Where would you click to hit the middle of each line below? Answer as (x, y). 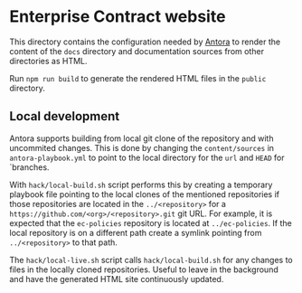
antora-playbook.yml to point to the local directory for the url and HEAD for (147, 157)
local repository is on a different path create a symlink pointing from (136, 232)
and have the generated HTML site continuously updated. (117, 279)
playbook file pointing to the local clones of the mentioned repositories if (145, 194)
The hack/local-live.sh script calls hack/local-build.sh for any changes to (151, 260)
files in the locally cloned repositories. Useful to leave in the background (144, 269)
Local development (65, 116)
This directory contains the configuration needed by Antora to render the (145, 42)
